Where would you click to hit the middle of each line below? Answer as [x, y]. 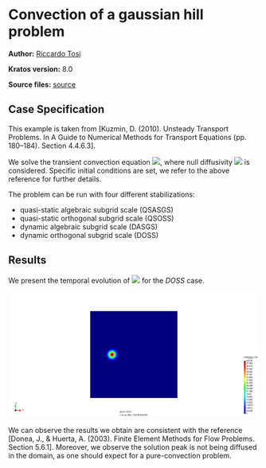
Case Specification [57, 109]
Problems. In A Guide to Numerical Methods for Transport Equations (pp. [127, 137]
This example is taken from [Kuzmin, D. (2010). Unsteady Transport [119, 128]
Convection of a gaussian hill [106, 15]
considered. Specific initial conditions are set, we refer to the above [119, 170]
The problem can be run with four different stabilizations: [102, 194]
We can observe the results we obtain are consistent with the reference [125, 431]
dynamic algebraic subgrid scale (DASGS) [88, 226]
